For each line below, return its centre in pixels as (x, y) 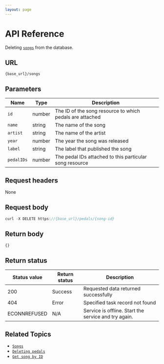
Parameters (23, 89)
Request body (27, 208)
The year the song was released (92, 141)
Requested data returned (112, 289)
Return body (24, 234)
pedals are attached (78, 117)
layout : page (18, 10)
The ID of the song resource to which (97, 111)
